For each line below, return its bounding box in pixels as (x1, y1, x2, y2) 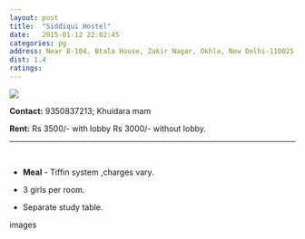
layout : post (9, 13, 59, 23)
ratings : (9, 64, 43, 73)
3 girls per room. (22, 184, 85, 195)
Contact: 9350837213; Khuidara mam (9, 105, 152, 116)
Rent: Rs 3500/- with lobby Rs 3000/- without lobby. (9, 123, 207, 134)
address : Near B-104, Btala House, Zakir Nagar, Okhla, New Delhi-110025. (9, 47, 299, 56)
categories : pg (9, 38, 67, 48)
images (9, 219, 37, 230)
